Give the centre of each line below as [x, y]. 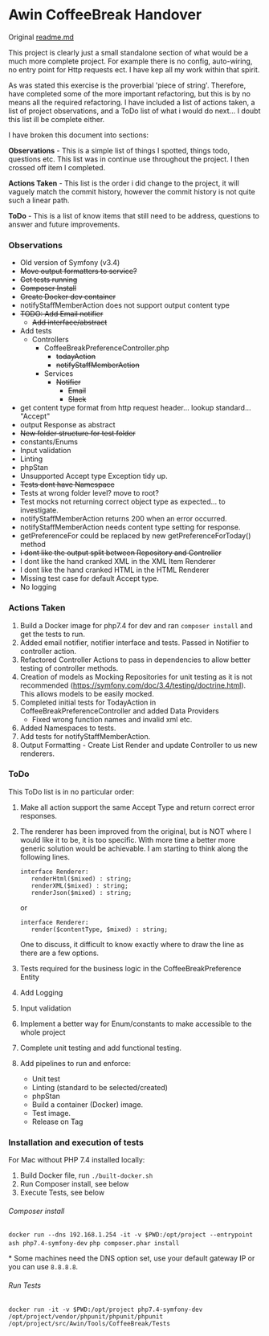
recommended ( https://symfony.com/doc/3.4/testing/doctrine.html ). [133, 685]
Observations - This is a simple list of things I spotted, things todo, [119, 150]
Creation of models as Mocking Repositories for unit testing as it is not [136, 676]
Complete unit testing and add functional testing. [101, 1048]
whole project [43, 1032]
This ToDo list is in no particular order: [71, 791]
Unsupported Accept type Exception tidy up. [94, 476]
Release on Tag [57, 1122]
